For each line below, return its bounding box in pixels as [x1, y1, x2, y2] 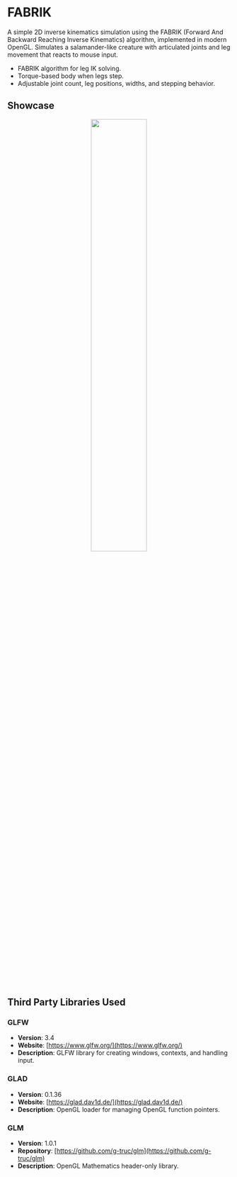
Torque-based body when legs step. [17, 72, 124, 80]
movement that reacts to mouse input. [7, 50, 118, 59]
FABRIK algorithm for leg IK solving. [17, 64, 122, 72]
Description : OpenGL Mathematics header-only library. [17, 1161, 179, 1171]
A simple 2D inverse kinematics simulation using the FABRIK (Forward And [7, 28, 224, 36]
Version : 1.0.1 [17, 1139, 57, 1148]
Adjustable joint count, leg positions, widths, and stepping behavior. [17, 79, 216, 87]
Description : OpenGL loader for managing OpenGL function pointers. [17, 1105, 221, 1114]
